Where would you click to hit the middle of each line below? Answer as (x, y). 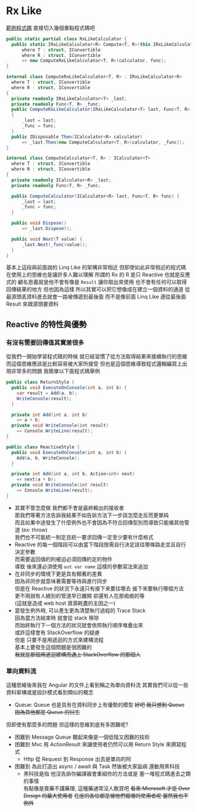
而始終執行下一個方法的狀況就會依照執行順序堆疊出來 (79, 625)
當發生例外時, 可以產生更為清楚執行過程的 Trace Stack (80, 610)
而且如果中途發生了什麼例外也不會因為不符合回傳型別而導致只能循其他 (99, 522)
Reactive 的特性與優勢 (46, 324)
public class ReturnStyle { (40, 383)
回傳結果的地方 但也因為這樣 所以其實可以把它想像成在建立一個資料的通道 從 (98, 289)
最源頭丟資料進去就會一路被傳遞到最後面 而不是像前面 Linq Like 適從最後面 (96, 297)
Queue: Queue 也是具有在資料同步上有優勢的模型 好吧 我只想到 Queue (99, 705)
